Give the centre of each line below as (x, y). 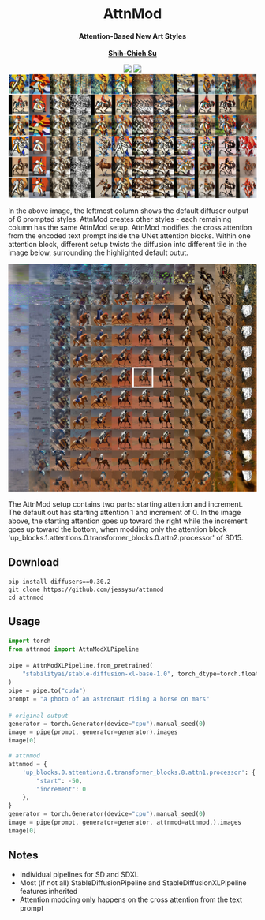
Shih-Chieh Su (132, 54)
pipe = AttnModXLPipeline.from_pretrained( (81, 666)
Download (34, 562)
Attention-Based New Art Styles (132, 36)
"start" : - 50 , (60, 781)
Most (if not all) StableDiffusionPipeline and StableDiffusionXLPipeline (133, 883)
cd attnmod (26, 597)
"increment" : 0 (62, 789)
